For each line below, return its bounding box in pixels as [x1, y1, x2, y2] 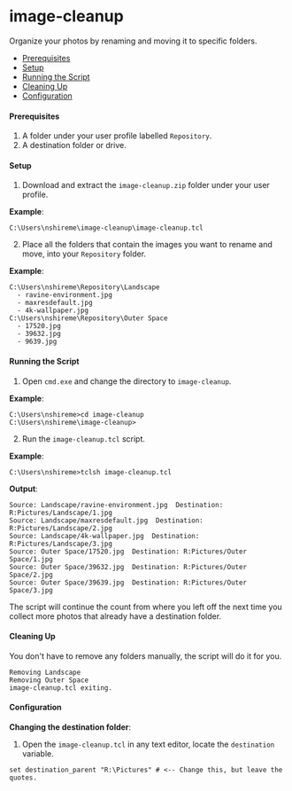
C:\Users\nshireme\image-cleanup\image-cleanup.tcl [9, 223, 204, 232]
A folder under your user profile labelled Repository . [21, 130, 212, 141]
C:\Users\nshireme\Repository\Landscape [9, 283, 161, 292]
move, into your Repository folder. [21, 248, 147, 259]
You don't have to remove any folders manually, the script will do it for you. [9, 650, 282, 662]
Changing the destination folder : [9, 721, 131, 732]
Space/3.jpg [9, 585, 53, 595]
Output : [9, 483, 38, 494]
